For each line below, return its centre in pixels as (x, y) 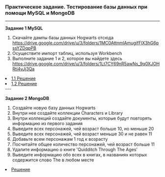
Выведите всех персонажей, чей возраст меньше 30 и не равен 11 (82, 134)
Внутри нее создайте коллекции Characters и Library (68, 113)
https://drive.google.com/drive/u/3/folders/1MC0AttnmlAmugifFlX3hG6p (85, 43)
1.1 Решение (24, 78)
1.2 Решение (24, 84)
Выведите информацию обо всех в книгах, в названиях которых (80, 155)
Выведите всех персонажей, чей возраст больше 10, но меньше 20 (83, 129)
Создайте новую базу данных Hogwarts (54, 108)
